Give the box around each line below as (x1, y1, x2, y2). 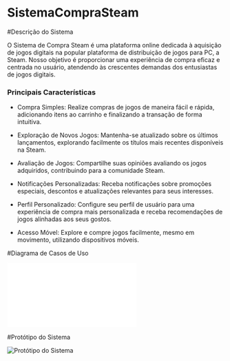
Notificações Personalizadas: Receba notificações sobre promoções (17, 180, 212, 188)
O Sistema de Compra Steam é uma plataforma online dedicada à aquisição (7, 41, 222, 49)
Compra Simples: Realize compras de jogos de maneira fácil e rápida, (17, 103, 215, 112)
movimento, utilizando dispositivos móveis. (17, 236, 140, 244)
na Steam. (17, 146, 46, 154)
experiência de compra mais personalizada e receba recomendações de (17, 208, 223, 216)
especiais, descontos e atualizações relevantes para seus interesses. (17, 187, 213, 196)
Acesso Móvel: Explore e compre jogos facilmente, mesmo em (17, 229, 195, 237)
